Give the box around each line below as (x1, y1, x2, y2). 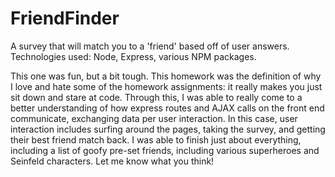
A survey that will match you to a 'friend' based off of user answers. (10, 40, 290, 52)
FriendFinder (10, 7, 120, 30)
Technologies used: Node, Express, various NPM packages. (10, 50, 257, 62)
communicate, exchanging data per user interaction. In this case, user (10, 112, 298, 124)
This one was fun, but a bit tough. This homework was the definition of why (10, 70, 322, 82)
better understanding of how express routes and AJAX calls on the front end (10, 102, 325, 114)
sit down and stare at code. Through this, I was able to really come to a (10, 91, 303, 103)
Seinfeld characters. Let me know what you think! (10, 155, 215, 167)
